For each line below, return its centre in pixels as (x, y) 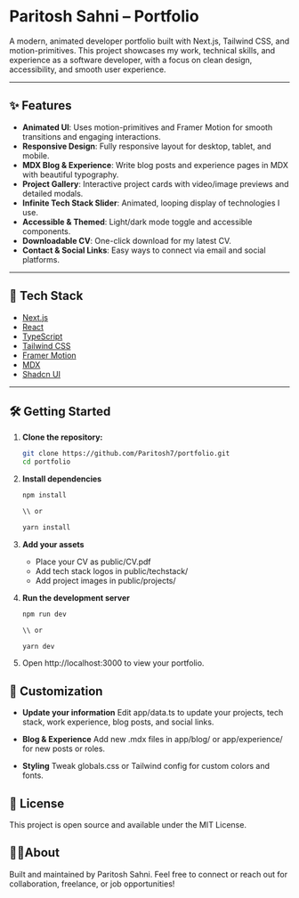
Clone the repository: (62, 437)
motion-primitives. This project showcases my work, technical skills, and (142, 50)
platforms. (41, 259)
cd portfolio (46, 462)
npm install (44, 496)
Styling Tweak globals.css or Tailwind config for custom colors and (145, 766)
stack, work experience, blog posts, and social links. (118, 722)
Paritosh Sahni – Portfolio (104, 16)
